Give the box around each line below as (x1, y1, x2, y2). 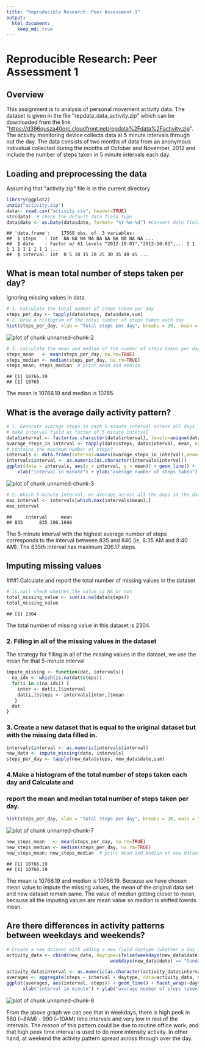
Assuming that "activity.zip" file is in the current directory (6, 185, 151, 192)
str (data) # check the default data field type (6, 214, 132, 220)
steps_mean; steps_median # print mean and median (6, 362, 140, 369)
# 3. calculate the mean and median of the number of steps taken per (6, 345, 190, 351)
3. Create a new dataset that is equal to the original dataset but (6, 723, 196, 732)
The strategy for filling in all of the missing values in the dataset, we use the (6, 651, 196, 658)
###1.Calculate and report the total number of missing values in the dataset (6, 577, 196, 584)
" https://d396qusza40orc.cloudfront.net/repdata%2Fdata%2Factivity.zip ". (6, 125, 193, 132)
